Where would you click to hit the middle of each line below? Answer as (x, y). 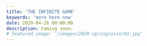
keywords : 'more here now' (40, 17)
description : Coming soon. (40, 28)
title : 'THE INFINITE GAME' (41, 12)
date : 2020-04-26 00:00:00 (40, 23)
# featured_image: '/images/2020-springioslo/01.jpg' (75, 34)
